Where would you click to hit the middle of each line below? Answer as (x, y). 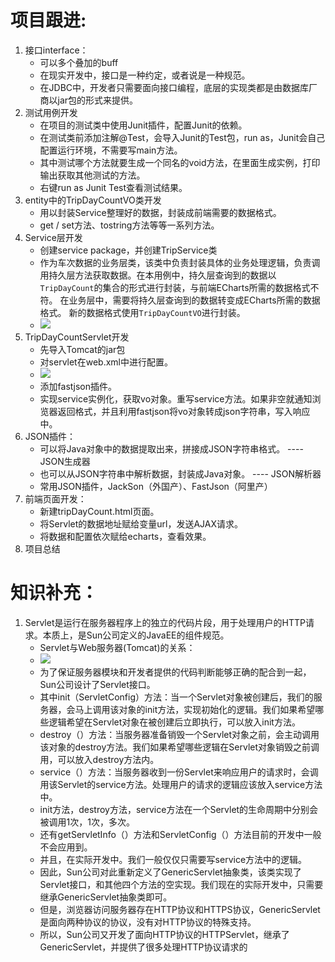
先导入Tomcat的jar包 (82, 349)
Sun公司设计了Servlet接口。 (97, 684)
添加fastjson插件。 (78, 386)
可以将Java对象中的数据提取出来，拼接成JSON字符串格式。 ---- (171, 448)
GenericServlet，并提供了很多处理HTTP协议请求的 (143, 947)
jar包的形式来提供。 (98, 100)
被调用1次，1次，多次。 (87, 822)
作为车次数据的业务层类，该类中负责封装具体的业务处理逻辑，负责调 (180, 262)
